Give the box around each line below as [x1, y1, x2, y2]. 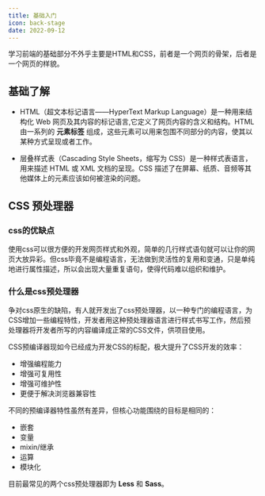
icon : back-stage [8, 19, 66, 27]
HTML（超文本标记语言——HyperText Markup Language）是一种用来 [19, 107, 246, 117]
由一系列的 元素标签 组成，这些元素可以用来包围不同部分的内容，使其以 [19, 127, 253, 136]
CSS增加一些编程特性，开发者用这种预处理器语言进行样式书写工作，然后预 [8, 315, 252, 325]
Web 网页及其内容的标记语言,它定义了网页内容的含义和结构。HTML [35, 117, 255, 127]
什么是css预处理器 [8, 286, 79, 297]
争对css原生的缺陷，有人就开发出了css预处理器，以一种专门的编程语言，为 [8, 306, 253, 315]
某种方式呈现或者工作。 [19, 136, 97, 147]
